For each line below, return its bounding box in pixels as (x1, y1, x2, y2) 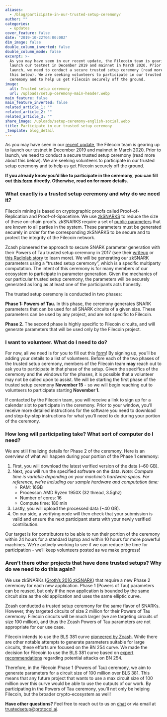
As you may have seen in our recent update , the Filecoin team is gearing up (5, 142, 160, 148)
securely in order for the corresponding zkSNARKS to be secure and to (5, 229, 151, 235)
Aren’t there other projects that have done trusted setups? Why (5, 560, 162, 567)
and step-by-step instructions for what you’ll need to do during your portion (5, 412, 161, 418)
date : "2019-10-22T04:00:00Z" (5, 35, 68, 40)
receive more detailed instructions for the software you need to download (5, 407, 156, 413)
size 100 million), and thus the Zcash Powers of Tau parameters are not (5, 619, 151, 625)
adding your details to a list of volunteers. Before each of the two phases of (5, 355, 160, 361)
